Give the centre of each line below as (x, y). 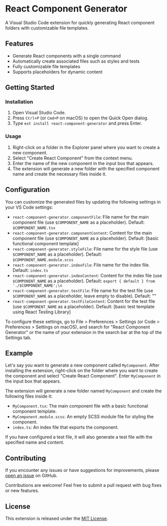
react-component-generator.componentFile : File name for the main (80, 217)
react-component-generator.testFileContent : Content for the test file (84, 301)
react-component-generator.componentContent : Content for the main (82, 233)
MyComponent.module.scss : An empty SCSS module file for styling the (83, 417)
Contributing (26, 458)
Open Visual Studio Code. (39, 113)
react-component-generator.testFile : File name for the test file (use (83, 290)
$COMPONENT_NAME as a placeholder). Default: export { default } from (84, 281)
